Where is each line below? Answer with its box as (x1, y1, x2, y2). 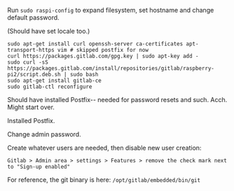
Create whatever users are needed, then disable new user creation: (7, 143, 202, 152)
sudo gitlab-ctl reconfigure (7, 83, 92, 90)
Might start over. (7, 103, 55, 111)
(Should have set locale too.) (7, 27, 90, 35)
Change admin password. (7, 130, 82, 139)
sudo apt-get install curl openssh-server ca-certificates (7, 41, 184, 48)
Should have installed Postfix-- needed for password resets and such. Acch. (7, 96, 228, 104)
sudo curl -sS (7, 59, 49, 66)
